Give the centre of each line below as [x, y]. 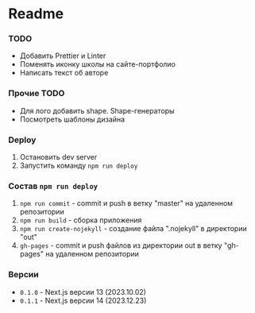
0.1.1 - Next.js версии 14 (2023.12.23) [83, 300]
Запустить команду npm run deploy [79, 166]
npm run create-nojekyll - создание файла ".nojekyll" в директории [133, 229]
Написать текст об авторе [64, 73]
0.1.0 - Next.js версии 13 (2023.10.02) [83, 292]
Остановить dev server [58, 157]
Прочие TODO [37, 94]
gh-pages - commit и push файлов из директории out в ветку [121, 245]
